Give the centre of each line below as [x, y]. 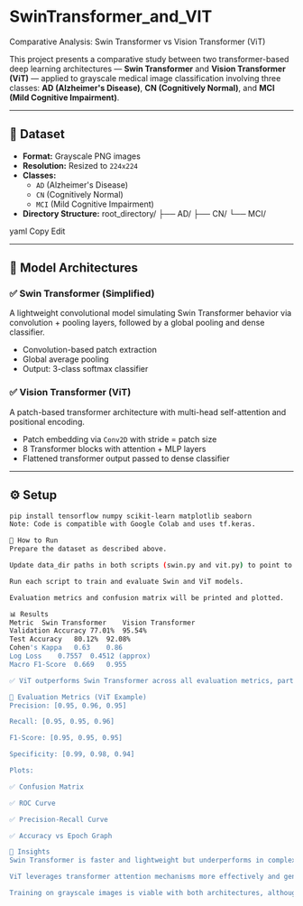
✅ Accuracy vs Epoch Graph [61, 836]
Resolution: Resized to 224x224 [80, 165]
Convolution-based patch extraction [90, 350]
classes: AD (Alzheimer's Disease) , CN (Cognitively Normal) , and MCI [142, 88]
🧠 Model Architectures [73, 268]
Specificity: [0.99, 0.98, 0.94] [72, 754]
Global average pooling [66, 359]
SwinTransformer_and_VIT [111, 17]
